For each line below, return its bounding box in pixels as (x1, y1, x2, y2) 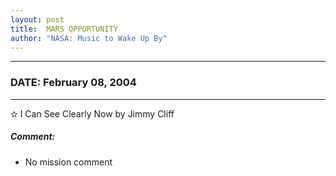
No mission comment (24, 156, 113, 168)
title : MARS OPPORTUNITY (10, 24, 118, 34)
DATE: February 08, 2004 (10, 76, 137, 90)
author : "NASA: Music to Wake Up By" (10, 33, 168, 43)
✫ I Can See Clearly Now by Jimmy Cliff (10, 107, 175, 120)
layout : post (10, 14, 65, 25)
